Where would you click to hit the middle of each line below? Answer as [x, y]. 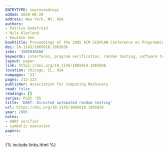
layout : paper [20, 61]
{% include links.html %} [30, 145]
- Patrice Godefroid [27, 28]
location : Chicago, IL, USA [34, 70]
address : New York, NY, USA [34, 19]
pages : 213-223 [21, 79]
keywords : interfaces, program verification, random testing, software [81, 56]
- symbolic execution [28, 126]
